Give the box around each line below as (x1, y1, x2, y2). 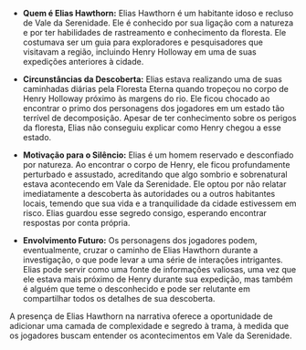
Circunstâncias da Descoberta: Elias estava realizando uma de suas (22, 74, 283, 85)
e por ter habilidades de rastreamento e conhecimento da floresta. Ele (22, 27, 287, 37)
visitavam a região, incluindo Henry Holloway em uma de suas (22, 46, 258, 57)
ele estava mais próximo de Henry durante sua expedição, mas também (22, 273, 293, 284)
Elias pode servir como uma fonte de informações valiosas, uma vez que (22, 264, 297, 274)
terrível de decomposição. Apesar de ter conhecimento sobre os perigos (22, 113, 297, 123)
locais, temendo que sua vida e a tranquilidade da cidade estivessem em (22, 198, 297, 209)
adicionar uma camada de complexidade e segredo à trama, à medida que (9, 321, 290, 331)
